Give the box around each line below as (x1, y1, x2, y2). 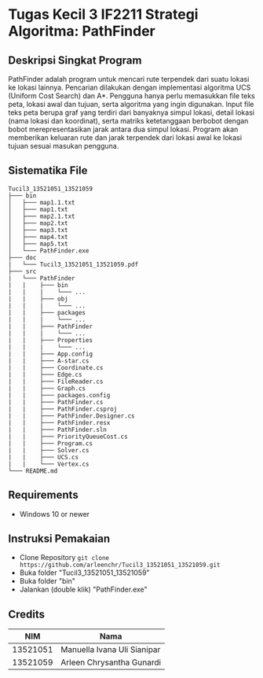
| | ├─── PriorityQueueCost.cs (8, 433, 128, 440)
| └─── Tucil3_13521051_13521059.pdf (8, 260, 139, 268)
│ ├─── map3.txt (8, 226, 68, 234)
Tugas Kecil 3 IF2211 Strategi (8, 6, 199, 24)
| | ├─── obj (8, 295, 68, 303)
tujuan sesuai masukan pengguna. (8, 142, 119, 150)
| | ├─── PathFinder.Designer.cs (8, 411, 135, 420)
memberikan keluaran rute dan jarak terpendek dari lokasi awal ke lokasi (8, 133, 242, 142)
